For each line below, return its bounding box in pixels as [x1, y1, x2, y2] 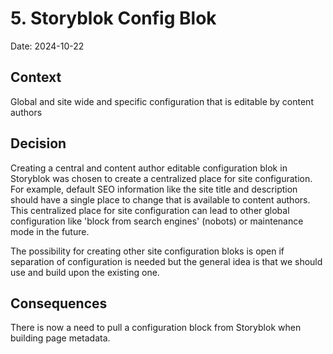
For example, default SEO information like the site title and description [10, 183, 298, 195]
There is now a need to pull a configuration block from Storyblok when [10, 322, 302, 334]
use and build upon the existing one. [10, 266, 160, 278]
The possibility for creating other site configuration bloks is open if [10, 245, 285, 257]
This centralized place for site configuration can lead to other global [10, 204, 290, 216]
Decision [10, 135, 67, 152]
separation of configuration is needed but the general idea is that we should [10, 255, 323, 267]
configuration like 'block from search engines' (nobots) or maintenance [10, 215, 304, 227]
